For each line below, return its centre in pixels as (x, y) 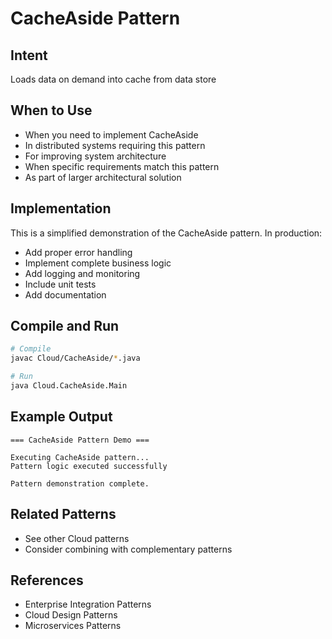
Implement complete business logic (98, 263)
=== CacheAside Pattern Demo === (80, 440)
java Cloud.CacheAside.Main (69, 386)
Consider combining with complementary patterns (128, 549)
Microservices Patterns (73, 626)
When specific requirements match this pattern (122, 166)
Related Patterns (63, 514)
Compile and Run (65, 326)
